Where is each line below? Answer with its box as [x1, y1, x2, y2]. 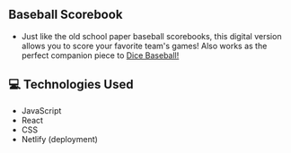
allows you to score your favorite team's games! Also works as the [21, 40, 268, 51]
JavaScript [21, 105, 62, 115]
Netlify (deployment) [21, 133, 98, 144]
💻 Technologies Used [8, 77, 134, 92]
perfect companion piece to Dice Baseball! [21, 49, 180, 61]
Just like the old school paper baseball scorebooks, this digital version [21, 30, 282, 41]
